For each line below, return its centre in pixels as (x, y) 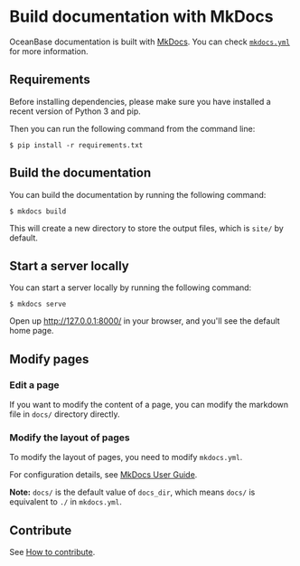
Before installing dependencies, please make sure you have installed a (140, 101)
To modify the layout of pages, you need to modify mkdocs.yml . (126, 458)
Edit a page (34, 384)
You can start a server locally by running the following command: (131, 288)
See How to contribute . (52, 552)
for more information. (49, 51)
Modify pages (49, 359)
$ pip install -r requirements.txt (76, 145)
